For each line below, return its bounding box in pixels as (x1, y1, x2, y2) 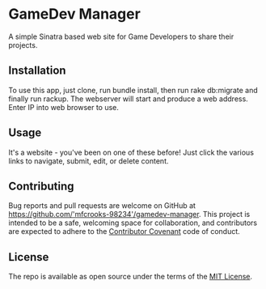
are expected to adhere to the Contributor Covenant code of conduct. (8, 227, 240, 236)
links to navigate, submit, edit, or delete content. (8, 155, 169, 166)
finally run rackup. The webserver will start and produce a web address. (8, 94, 248, 104)
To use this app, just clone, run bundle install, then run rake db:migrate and (8, 85, 259, 95)
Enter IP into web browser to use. (8, 102, 120, 112)
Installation (8, 64, 66, 78)
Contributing (8, 179, 74, 193)
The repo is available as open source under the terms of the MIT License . (8, 272, 253, 282)
